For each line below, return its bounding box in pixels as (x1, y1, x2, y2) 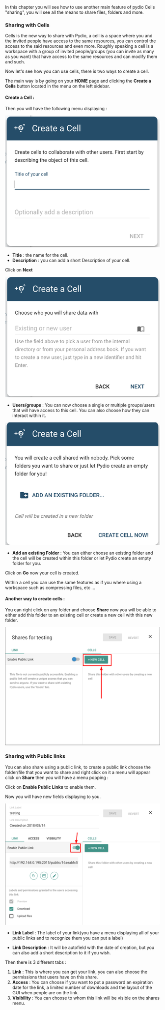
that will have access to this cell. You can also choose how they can (12, 408, 150, 414)
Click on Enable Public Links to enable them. (5, 784, 96, 790)
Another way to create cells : (5, 596, 65, 602)
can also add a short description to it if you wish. (12, 950, 111, 955)
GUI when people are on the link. (12, 989, 79, 995)
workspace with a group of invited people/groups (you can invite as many (5, 49, 154, 55)
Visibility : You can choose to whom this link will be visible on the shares (12, 995, 160, 1001)
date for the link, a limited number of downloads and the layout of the (12, 984, 152, 990)
